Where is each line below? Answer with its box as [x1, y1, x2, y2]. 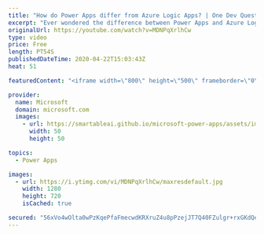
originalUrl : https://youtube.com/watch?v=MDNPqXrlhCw [8, 26, 192, 34]
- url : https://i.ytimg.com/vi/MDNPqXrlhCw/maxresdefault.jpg [15, 177, 223, 185]
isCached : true [22, 199, 72, 208]
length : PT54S [8, 48, 55, 56]
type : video [8, 33, 47, 42]
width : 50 [28, 127, 61, 136]
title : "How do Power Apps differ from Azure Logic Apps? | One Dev [8, 11, 237, 20]
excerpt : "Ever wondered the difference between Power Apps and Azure [8, 19, 244, 27]
